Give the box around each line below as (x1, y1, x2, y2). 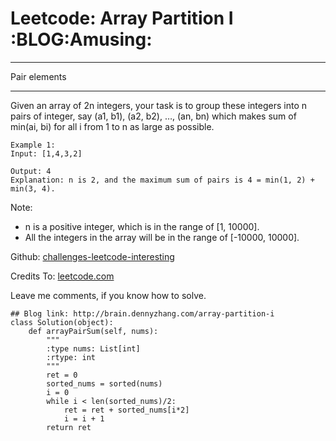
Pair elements (10, 70, 67, 82)
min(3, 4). (10, 183, 56, 194)
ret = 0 (46, 370, 78, 380)
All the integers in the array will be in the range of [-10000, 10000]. (24, 231, 300, 243)
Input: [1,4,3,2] (10, 148, 83, 159)
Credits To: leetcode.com (10, 270, 115, 282)
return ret (46, 422, 92, 432)
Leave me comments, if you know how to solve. (10, 289, 207, 301)
